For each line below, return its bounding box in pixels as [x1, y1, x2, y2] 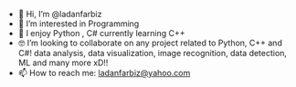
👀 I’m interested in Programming [17, 18, 140, 29]
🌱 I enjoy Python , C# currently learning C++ [17, 28, 185, 38]
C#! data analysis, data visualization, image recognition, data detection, [17, 48, 288, 58]
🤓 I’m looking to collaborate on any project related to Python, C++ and [17, 37, 283, 48]
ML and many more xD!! [17, 57, 109, 68]
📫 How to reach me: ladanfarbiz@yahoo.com [17, 68, 191, 78]
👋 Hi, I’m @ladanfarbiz [17, 9, 102, 19]
